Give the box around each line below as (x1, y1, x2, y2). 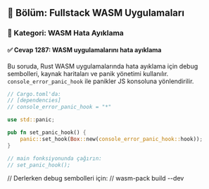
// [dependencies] (7, 97, 61, 104)
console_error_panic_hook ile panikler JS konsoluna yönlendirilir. (7, 77, 194, 85)
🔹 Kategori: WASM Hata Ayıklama (7, 28, 125, 38)
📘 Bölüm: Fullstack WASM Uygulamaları (7, 7, 185, 19)
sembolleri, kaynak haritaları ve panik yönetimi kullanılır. (7, 69, 169, 78)
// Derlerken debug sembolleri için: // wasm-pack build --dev (7, 174, 184, 183)
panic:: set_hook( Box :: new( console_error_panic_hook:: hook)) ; (20, 135, 203, 142)
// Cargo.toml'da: (7, 90, 61, 97)
